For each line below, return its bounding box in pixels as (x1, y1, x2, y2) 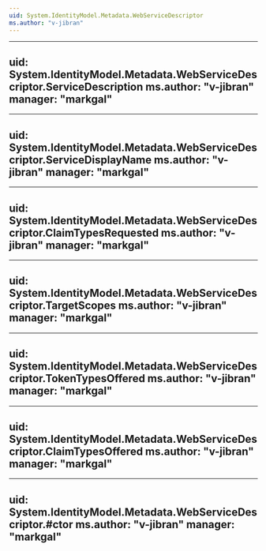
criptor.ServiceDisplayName (9, 153, 152, 167)
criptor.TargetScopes (9, 299, 117, 313)
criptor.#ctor (9, 518, 73, 531)
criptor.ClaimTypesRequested (9, 226, 159, 239)
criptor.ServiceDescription (9, 80, 144, 93)
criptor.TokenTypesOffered (9, 372, 145, 385)
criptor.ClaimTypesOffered (9, 444, 144, 458)
